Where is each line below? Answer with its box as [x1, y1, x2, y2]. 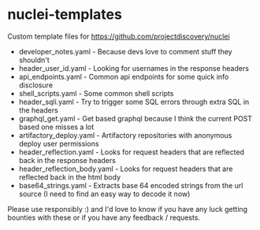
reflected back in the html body [18, 172, 121, 182]
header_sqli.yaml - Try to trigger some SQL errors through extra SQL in [18, 97, 250, 106]
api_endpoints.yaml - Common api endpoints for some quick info [18, 72, 229, 81]
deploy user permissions [18, 139, 99, 148]
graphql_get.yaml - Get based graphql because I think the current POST [18, 113, 253, 123]
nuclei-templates [7, 6, 123, 24]
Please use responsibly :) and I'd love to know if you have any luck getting [7, 204, 248, 213]
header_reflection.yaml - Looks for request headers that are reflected [18, 147, 245, 157]
